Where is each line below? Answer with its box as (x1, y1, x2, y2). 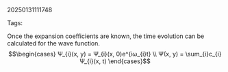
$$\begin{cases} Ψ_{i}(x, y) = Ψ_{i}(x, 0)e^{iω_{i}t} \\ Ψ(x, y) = (8, 50, 184, 58)
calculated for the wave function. (7, 39, 101, 47)
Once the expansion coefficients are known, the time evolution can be (7, 32, 205, 40)
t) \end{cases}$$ (102, 57, 151, 65)
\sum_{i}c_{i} (185, 50, 222, 58)
